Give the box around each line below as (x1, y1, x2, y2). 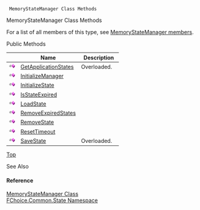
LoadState (20, 100, 46, 107)
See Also (6, 163, 29, 170)
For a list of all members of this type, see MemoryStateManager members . (6, 29, 194, 35)
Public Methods (6, 40, 46, 48)
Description (83, 54, 114, 61)
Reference (6, 176, 34, 184)
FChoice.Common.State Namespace (6, 197, 98, 204)
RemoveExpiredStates (20, 109, 76, 117)
